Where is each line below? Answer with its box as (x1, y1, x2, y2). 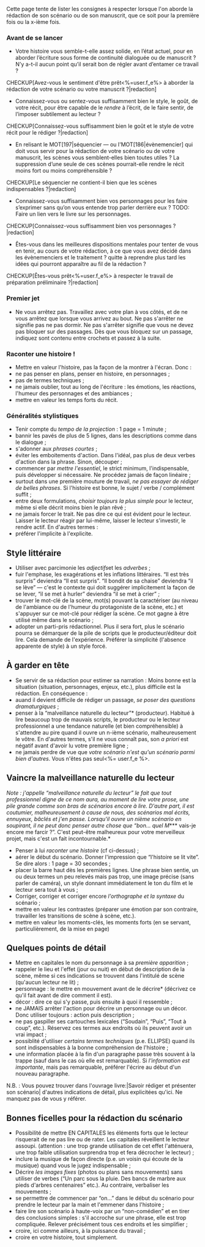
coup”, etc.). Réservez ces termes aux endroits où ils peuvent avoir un (15, 1025, 192, 1032)
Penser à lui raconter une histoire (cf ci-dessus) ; (15, 846, 139, 854)
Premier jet (6, 294, 40, 303)
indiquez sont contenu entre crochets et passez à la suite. (15, 334, 162, 342)
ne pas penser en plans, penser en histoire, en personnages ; (15, 370, 170, 377)
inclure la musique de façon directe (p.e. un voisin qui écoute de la (15, 1155, 184, 1163)
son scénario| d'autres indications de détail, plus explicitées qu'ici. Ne (6, 1088, 183, 1096)
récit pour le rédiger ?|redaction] (6, 129, 89, 136)
